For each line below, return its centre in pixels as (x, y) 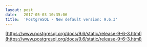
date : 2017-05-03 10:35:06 (36, 15)
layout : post (19, 10)
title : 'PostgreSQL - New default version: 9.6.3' (61, 19)
